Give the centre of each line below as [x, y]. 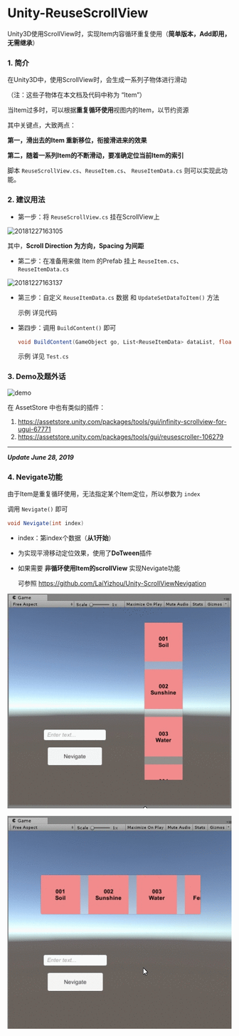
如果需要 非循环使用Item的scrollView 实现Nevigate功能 [99, 568]
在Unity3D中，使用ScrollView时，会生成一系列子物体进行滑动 [97, 80]
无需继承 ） [23, 42]
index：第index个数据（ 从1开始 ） [66, 538]
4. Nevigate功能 [35, 477]
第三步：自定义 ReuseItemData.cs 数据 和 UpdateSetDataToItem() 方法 [118, 297]
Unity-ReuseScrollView [78, 13]
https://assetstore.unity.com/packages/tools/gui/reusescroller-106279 [121, 437]
